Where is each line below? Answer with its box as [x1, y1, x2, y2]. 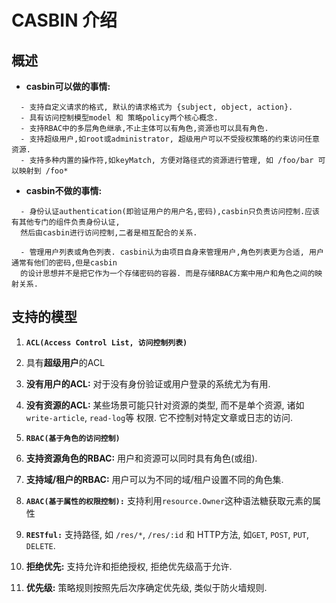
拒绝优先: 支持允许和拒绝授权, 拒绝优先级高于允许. [25, 560, 233, 572]
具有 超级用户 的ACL [25, 356, 106, 368]
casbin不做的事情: [25, 185, 103, 196]
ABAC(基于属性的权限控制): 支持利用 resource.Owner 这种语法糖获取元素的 [25, 494, 313, 506]
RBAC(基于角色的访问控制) [25, 433, 121, 443]
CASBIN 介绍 [11, 9, 118, 32]
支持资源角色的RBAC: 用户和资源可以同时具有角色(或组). [25, 452, 258, 464]
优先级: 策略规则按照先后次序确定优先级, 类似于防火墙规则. [25, 581, 268, 593]
